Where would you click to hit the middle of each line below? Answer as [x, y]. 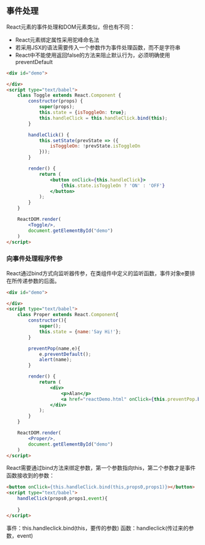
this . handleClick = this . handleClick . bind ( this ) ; [103, 118]
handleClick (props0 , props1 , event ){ [63, 499]
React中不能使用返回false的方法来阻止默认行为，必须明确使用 [93, 55]
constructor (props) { [56, 101]
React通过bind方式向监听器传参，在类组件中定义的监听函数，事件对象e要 [98, 273]
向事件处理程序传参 [34, 259]
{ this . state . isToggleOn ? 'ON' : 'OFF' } [113, 186]
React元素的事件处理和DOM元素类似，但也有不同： [71, 27]
